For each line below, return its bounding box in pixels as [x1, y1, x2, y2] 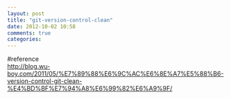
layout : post [7, 10, 45, 17]
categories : [7, 36, 42, 43]
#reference [7, 55, 40, 63]
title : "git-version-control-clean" [7, 17, 113, 24]
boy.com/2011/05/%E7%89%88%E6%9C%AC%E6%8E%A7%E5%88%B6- [7, 70, 224, 78]
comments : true [7, 29, 51, 37]
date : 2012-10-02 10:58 [7, 23, 76, 30]
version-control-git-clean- [7, 77, 83, 85]
